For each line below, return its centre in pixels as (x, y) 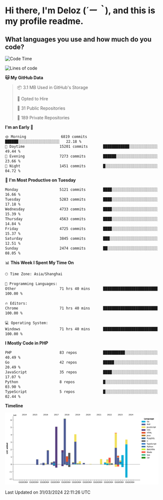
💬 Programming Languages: (31, 284)
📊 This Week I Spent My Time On (39, 262)
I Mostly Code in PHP (27, 343)
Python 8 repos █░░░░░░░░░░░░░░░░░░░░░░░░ (81, 382)
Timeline (14, 406)
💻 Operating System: (27, 323)
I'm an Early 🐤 (19, 127)
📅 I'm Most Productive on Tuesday (41, 180)
